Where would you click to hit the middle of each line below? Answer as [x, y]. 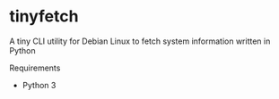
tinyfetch [44, 16]
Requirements [35, 68]
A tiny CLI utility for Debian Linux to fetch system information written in [140, 41]
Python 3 [39, 85]
